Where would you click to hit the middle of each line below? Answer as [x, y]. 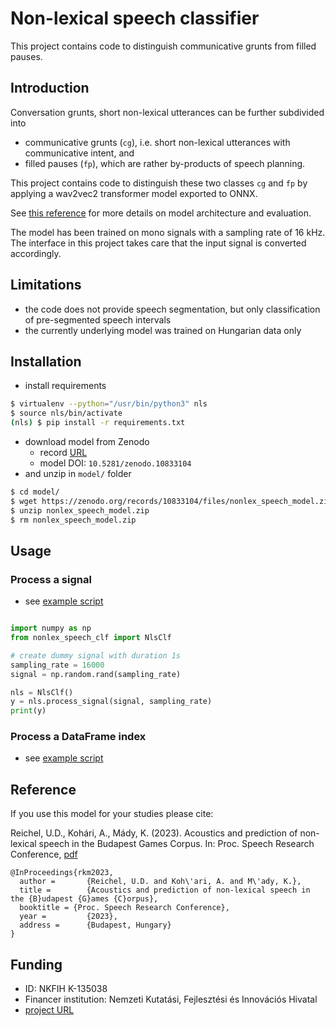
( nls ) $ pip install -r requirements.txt [98, 423]
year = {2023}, [68, 917]
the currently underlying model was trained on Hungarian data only [163, 330]
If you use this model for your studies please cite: [112, 814]
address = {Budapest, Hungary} [95, 925]
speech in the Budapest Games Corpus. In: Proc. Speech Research [176, 844]
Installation [46, 361]
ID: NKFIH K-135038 [66, 989]
